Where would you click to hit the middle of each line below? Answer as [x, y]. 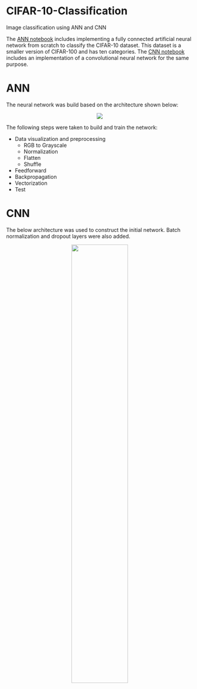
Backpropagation [36, 177]
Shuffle [32, 164]
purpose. [17, 64]
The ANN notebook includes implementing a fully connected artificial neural [99, 39]
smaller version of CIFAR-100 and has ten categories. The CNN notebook [96, 51]
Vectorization [31, 183]
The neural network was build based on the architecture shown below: [92, 105]
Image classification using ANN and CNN [56, 27]
